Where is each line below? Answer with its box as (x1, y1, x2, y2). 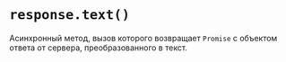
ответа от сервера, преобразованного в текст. (9, 42, 188, 53)
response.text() (9, 6, 130, 23)
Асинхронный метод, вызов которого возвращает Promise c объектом (9, 32, 278, 43)
